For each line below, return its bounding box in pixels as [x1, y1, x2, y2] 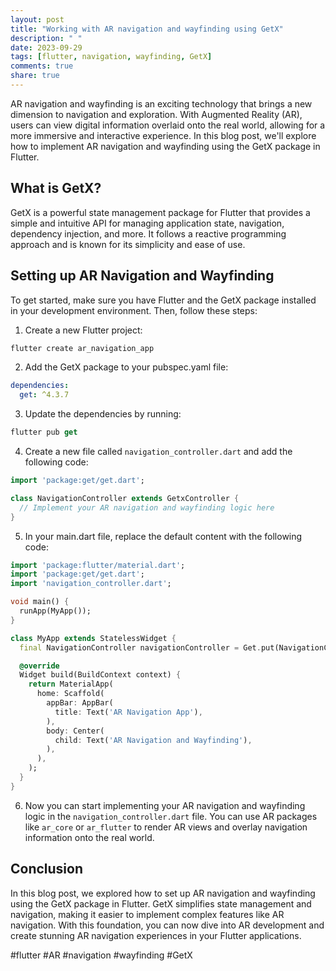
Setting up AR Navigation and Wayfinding [10, 267, 275, 285]
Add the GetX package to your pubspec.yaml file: [24, 361, 229, 373]
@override [19, 661, 60, 671]
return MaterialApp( [28, 679, 114, 690]
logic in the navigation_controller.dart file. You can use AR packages [24, 810, 318, 822]
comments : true [10, 61, 74, 71]
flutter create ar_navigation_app [10, 343, 155, 353]
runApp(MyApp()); [19, 606, 92, 616]
